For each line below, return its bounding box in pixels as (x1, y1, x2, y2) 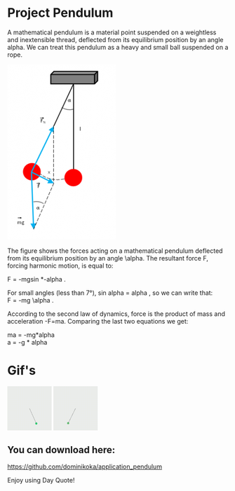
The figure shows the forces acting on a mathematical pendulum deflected (7, 247, 223, 255)
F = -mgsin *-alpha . (7, 275, 67, 283)
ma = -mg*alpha (7, 331, 55, 339)
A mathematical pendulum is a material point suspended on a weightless (7, 28, 217, 36)
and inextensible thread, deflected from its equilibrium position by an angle (7, 35, 224, 43)
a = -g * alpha (7, 338, 48, 346)
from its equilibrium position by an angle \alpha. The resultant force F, (7, 254, 208, 262)
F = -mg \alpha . (7, 296, 54, 304)
